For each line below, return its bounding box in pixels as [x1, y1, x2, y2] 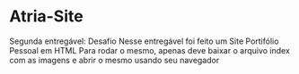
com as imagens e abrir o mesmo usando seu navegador [9, 54, 220, 65]
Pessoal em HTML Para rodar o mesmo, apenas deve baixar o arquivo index [9, 45, 290, 55]
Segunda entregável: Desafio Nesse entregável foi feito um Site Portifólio [9, 36, 279, 46]
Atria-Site [9, 6, 84, 27]
